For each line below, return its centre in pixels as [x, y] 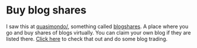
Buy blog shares [46, 10]
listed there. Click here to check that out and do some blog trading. [87, 39]
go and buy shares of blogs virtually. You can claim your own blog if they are [98, 32]
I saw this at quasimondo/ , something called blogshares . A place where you [97, 26]
